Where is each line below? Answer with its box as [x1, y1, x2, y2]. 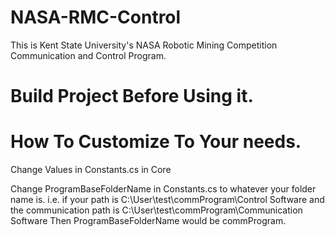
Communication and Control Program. [10, 49, 167, 61]
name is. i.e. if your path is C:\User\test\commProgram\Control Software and [10, 194, 325, 206]
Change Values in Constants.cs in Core [10, 164, 172, 176]
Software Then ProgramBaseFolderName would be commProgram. [10, 215, 287, 227]
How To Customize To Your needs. [10, 131, 302, 153]
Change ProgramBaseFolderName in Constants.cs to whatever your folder [10, 183, 317, 195]
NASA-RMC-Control [10, 6, 182, 29]
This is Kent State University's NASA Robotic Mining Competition [10, 39, 278, 51]
